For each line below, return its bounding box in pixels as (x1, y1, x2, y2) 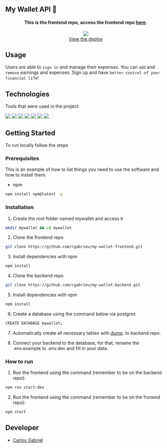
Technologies (5, 90, 50, 98)
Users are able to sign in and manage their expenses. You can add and (5, 64, 155, 70)
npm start (5, 409, 27, 414)
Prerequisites (5, 155, 39, 162)
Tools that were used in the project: (5, 103, 80, 110)
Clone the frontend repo (12, 234, 64, 240)
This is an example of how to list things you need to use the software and (5, 166, 159, 172)
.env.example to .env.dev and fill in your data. (12, 345, 108, 351)
